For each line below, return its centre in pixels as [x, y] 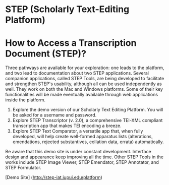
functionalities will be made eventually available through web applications [81, 95]
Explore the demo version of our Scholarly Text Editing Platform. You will [88, 110]
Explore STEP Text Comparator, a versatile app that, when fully [78, 131]
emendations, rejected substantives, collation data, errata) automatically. [88, 142]
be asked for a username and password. [54, 115]
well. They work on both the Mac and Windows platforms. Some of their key [84, 89]
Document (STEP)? [46, 54]
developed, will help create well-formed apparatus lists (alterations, [82, 137]
